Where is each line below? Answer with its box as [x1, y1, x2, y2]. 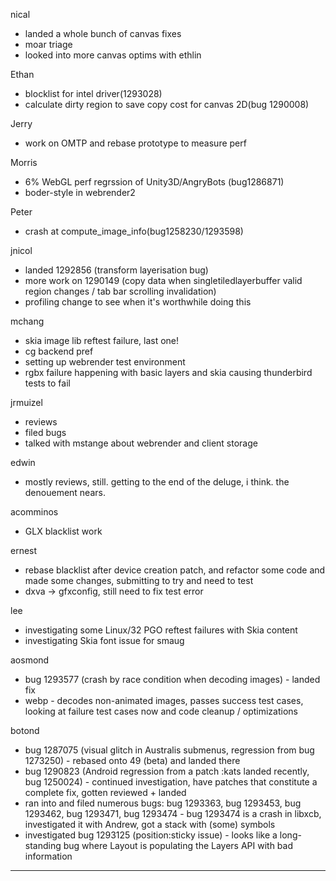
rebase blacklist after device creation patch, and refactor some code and [24, 564, 326, 576]
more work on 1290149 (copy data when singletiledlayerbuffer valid [24, 275, 303, 286]
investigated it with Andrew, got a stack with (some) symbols [24, 819, 276, 830]
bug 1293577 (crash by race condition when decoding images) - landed [24, 674, 321, 685]
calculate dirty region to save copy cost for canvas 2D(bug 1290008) [24, 99, 310, 110]
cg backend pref [24, 345, 94, 357]
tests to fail [24, 377, 71, 389]
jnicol [10, 245, 33, 256]
